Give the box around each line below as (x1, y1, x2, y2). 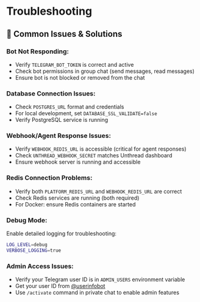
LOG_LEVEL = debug (6, 242, 48, 248)
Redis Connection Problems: (6, 173, 93, 182)
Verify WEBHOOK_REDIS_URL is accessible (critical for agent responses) (15, 145, 187, 153)
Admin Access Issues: (6, 262, 74, 270)
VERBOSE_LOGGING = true (6, 247, 62, 254)
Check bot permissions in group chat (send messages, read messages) (15, 67, 195, 75)
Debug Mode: (6, 216, 48, 224)
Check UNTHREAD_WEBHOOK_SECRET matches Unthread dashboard (15, 152, 173, 159)
